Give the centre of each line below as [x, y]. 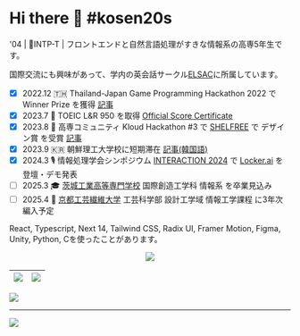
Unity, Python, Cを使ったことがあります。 [86, 239]
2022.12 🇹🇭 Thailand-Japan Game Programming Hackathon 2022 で [149, 93]
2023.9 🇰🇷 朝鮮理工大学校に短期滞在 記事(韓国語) [115, 149]
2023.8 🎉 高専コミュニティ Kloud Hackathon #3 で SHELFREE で [140, 127]
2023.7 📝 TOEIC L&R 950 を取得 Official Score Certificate [128, 116]
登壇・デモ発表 [50, 174]
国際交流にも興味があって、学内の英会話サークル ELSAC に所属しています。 [146, 74]
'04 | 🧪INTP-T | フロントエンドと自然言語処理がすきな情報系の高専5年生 [142, 44]
